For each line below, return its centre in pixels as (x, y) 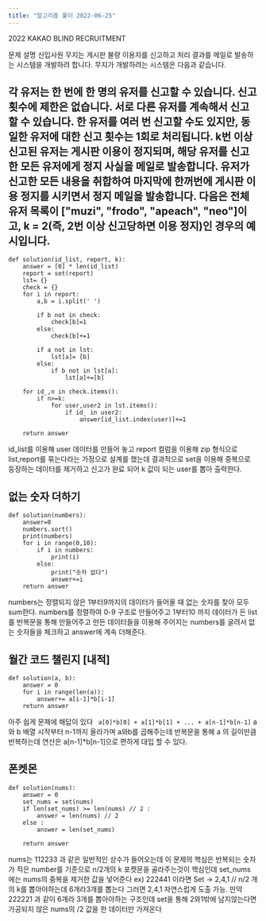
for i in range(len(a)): (64, 692)
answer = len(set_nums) (76, 830)
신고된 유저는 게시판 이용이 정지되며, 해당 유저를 (118, 152)
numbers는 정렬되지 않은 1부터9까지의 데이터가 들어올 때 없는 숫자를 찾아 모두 (129, 602)
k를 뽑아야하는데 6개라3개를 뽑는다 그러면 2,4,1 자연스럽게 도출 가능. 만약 (129, 889)
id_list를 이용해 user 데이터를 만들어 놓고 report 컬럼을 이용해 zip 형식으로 (123, 449)
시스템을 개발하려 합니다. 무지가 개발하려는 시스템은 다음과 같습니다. (121, 64)
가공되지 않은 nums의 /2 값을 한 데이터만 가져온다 (85, 909)
